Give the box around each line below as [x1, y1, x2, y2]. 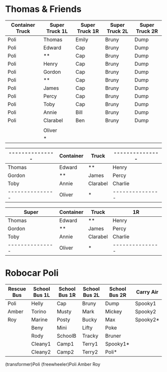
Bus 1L [33, 291, 50, 298]
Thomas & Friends [5, 3, 82, 15]
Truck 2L [106, 27, 128, 34]
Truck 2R [136, 27, 158, 34]
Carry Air [136, 288, 159, 295]
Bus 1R [58, 291, 76, 298]
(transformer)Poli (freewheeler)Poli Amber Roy [5, 361, 100, 367]
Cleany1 [31, 340, 51, 347]
